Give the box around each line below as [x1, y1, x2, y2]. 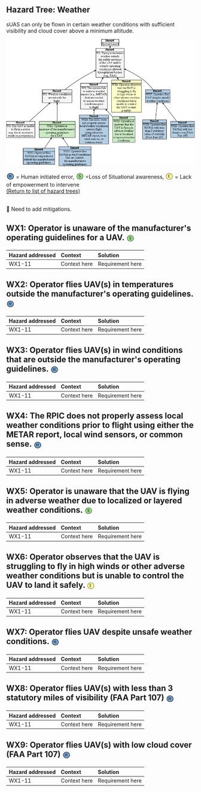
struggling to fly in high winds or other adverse [6, 561, 185, 571]
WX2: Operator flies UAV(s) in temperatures [6, 279, 174, 289]
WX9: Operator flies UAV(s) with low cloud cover [6, 740, 193, 750]
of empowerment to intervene [6, 181, 80, 189]
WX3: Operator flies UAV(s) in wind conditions [6, 345, 183, 355]
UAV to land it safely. [6, 579, 86, 590]
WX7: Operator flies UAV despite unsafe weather [6, 627, 193, 637]
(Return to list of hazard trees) [6, 187, 81, 195]
